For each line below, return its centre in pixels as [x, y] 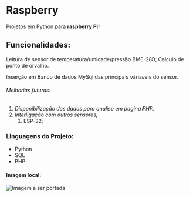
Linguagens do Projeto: [40, 136]
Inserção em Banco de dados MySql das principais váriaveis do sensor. [92, 76]
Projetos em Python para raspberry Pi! [53, 26]
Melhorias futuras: [28, 90]
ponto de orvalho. [28, 65]
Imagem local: [24, 175]
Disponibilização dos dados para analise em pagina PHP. [84, 108]
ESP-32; [33, 121]
